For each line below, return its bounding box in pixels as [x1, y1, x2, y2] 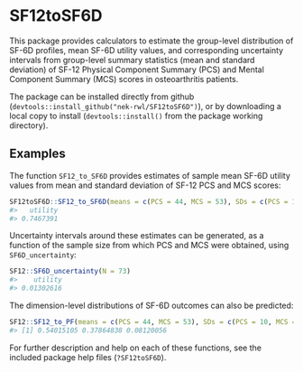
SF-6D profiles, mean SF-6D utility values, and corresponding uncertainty [9, 44, 284, 55]
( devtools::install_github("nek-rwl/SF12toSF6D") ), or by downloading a [9, 100, 282, 111]
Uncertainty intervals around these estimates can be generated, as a [9, 230, 264, 241]
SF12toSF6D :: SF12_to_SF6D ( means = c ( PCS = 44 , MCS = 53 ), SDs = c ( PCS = [9, 197, 289, 206]
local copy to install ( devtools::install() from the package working [9, 110, 263, 121]
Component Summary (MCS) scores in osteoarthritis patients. [9, 73, 239, 84]
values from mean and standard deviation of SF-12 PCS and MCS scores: [9, 180, 281, 191]
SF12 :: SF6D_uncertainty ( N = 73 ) [9, 267, 131, 276]
